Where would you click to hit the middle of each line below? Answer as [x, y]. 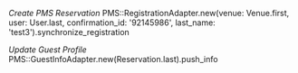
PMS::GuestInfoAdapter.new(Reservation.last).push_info [113, 59]
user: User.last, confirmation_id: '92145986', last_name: [112, 23]
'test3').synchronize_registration [69, 32]
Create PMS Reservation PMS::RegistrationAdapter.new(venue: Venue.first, [149, 13]
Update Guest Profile [48, 50]
